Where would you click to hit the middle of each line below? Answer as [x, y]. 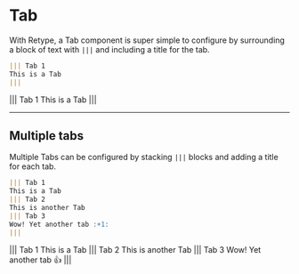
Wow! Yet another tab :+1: [59, 224]
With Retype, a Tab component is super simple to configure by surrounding [147, 40]
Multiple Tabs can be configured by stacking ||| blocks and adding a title [144, 157]
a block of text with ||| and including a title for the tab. [110, 49]
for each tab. [32, 166]
